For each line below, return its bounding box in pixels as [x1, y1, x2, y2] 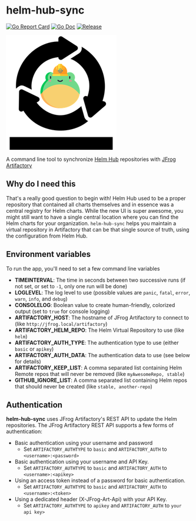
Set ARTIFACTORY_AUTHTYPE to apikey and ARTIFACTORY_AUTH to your [23, 502, 182, 509]
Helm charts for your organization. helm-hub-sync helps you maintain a [6, 219, 177, 227]
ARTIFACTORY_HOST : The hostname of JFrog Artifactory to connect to [14, 314, 190, 321]
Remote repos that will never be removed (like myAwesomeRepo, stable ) [14, 370, 185, 377]
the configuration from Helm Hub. [6, 232, 88, 239]
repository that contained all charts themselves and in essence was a [6, 201, 174, 208]
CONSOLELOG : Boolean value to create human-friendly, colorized [14, 301, 175, 308]
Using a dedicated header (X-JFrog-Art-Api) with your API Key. [14, 496, 168, 503]
